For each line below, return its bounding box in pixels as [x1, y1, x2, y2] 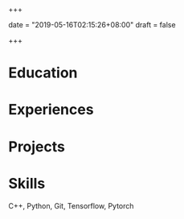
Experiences [8, 101, 94, 119]
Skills [8, 174, 46, 192]
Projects [8, 138, 66, 155]
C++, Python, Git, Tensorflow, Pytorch [8, 200, 134, 210]
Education [8, 64, 78, 82]
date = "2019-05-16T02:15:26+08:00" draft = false [8, 20, 176, 29]
